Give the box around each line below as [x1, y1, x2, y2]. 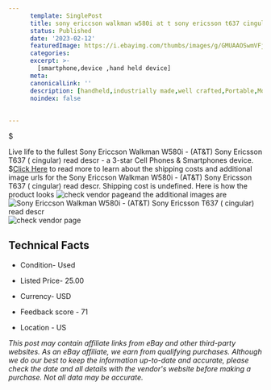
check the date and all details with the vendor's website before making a [8, 363, 252, 373]
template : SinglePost [29, 11, 103, 20]
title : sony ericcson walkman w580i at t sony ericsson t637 [29, 19, 240, 27]
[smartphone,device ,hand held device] [37, 64, 172, 73]
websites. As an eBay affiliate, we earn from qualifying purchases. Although [8, 346, 262, 356]
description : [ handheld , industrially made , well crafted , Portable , [29, 86, 258, 95]
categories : [29, 49, 70, 57]
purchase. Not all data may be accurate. [8, 372, 144, 382]
